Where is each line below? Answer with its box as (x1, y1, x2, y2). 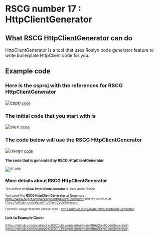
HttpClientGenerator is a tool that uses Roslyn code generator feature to (5, 47, 154, 53)
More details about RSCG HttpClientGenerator (5, 177, 107, 184)
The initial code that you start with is (5, 112, 96, 119)
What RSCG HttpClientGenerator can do (5, 34, 133, 42)
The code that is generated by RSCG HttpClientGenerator (5, 158, 104, 164)
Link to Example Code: (5, 215, 44, 220)
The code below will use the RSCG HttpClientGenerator (5, 136, 142, 143)
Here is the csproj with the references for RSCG (5, 82, 123, 89)
